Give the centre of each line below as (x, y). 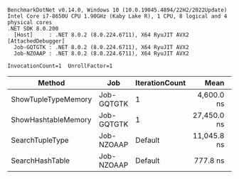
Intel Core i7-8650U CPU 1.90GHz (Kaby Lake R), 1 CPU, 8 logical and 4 (117, 16)
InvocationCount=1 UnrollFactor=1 (60, 66)
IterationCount (160, 83)
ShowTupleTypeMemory (52, 99)
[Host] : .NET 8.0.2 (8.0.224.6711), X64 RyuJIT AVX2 (102, 35)
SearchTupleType (40, 140)
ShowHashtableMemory (51, 120)
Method (52, 83)
